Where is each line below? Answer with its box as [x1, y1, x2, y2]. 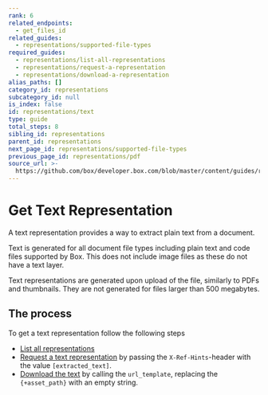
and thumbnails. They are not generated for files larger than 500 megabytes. [8, 284, 260, 293]
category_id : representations [8, 85, 109, 94]
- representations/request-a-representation [15, 64, 166, 72]
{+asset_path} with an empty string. [19, 377, 138, 387]
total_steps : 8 [8, 123, 59, 131]
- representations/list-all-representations [15, 57, 166, 65]
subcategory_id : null [8, 93, 81, 101]
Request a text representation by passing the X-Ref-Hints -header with [19, 352, 251, 362]
